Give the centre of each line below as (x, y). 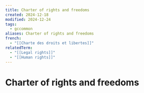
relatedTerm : (19, 48)
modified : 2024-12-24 (28, 19)
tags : (11, 24)
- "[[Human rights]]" (33, 57)
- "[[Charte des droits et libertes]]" (52, 43)
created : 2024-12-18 (27, 15)
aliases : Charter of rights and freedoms (50, 34)
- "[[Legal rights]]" (33, 52)
